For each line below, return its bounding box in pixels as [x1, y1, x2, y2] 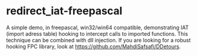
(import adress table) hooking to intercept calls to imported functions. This [6, 30, 188, 37]
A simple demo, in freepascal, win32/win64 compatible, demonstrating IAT [6, 24, 189, 31]
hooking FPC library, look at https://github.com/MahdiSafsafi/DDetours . [6, 43, 181, 50]
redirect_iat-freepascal [6, 4, 123, 18]
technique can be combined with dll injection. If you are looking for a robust [6, 36, 191, 43]
